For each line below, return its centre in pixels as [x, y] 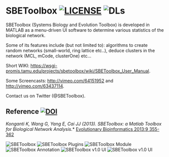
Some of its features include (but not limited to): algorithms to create [77, 45]
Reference [22, 111]
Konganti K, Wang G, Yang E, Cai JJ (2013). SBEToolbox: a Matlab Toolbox [84, 124]
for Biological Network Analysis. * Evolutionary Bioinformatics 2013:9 [77, 129]
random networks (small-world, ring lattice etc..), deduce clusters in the [80, 50]
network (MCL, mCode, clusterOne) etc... [49, 56]
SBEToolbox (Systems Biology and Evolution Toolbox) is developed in [78, 25]
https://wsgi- [44, 65]
